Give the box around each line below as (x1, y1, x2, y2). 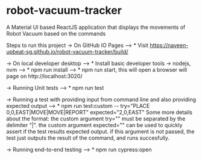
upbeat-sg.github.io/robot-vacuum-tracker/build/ (6, 48, 128, 55)
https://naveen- (150, 42, 189, 49)
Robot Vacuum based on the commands (6, 30, 106, 37)
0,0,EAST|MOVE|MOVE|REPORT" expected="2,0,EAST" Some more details (6, 108, 193, 116)
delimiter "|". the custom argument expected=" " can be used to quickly (6, 121, 183, 128)
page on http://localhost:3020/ (6, 72, 83, 79)
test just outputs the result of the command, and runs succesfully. (6, 134, 170, 142)
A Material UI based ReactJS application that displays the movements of (6, 23, 186, 31)
